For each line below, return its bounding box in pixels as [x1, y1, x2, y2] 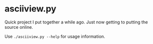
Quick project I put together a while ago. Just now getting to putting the [4, 19, 148, 25]
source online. [4, 24, 34, 30]
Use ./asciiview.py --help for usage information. [4, 33, 105, 39]
